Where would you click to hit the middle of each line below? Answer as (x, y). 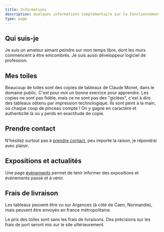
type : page (16, 19)
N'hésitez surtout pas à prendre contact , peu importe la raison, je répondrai (81, 140)
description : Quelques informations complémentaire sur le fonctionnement (83, 14)
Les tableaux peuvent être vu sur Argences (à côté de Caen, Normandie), (79, 205)
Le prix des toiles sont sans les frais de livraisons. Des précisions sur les (78, 219)
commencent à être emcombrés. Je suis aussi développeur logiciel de (76, 55)
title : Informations (26, 10)
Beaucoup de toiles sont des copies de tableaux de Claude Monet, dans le (80, 87)
